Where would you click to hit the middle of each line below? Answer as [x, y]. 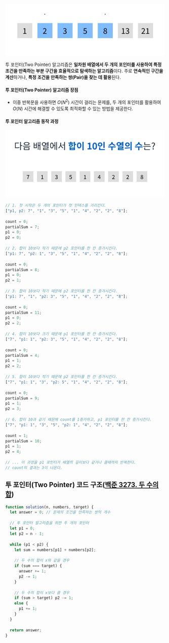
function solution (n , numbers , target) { [50, 507]
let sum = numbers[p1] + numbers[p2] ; [55, 550]
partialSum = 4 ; [22, 355]
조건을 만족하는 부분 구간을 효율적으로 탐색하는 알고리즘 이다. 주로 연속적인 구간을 [84, 71]
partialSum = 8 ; [22, 270]
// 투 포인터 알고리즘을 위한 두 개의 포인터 [50, 523]
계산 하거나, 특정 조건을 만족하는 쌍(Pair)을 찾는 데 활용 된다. [63, 77]
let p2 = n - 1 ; [27, 534]
